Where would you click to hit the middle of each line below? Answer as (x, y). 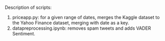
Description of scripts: (28, 7)
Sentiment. (24, 34)
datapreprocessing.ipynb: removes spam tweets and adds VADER (81, 28)
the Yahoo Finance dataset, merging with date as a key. (70, 23)
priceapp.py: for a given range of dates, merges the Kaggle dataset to (86, 17)
